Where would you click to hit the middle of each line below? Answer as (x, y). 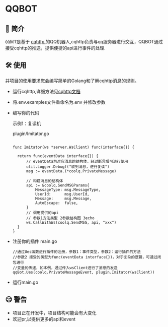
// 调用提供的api (42, 213)
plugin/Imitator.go (31, 134)
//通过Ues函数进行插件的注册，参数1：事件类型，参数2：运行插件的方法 (76, 252)
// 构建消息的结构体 (45, 181)
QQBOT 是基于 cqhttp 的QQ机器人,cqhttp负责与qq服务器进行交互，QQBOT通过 (84, 42)
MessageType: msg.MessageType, (68, 189)
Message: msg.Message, (63, 199)
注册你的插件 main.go (35, 241)
